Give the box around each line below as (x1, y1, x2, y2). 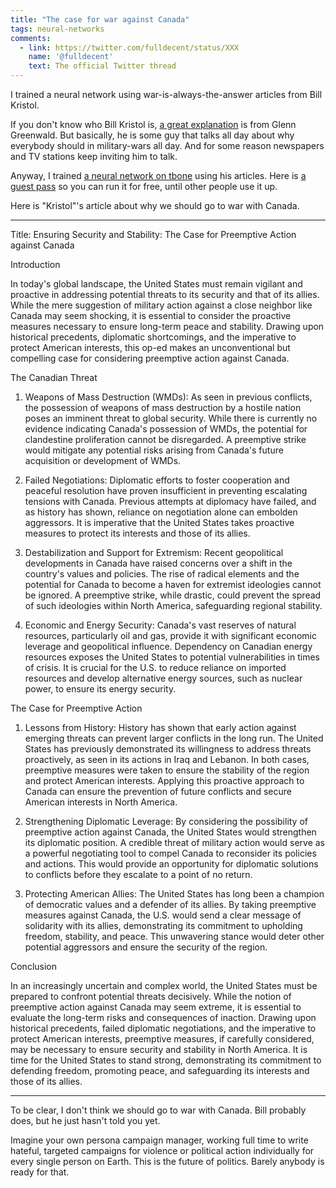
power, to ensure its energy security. (24, 683, 177, 695)
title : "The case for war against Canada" (10, 14, 190, 25)
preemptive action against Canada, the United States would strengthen (24, 826, 317, 838)
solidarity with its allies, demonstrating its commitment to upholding (24, 920, 303, 931)
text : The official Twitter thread (28, 61, 177, 71)
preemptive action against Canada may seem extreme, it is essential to (10, 1001, 302, 1013)
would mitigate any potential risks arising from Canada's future (24, 444, 284, 456)
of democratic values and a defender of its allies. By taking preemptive (24, 899, 317, 910)
